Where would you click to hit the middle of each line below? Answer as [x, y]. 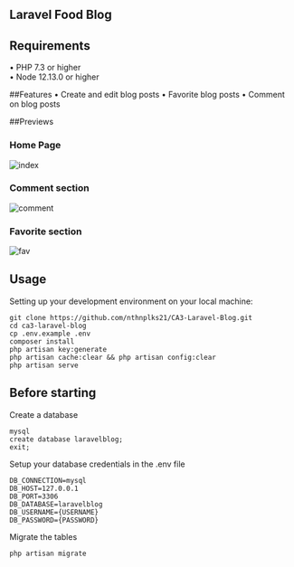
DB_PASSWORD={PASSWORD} [54, 520]
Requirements [50, 46]
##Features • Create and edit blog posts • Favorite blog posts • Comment [147, 95]
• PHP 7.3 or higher [45, 68]
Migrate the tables [43, 536]
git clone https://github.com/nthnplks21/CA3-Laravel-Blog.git [131, 317]
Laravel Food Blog [61, 15]
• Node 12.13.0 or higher [54, 77]
